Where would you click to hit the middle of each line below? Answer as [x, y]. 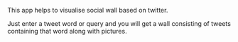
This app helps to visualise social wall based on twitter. [88, 10]
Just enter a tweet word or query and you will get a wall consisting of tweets [119, 23]
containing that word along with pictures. [67, 31]
